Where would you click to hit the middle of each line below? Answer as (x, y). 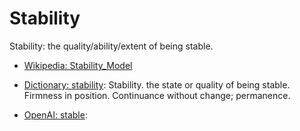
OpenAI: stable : (55, 114)
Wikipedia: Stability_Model (78, 65)
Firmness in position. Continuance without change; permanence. (157, 95)
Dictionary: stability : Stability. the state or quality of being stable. (157, 84)
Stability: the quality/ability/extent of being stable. (111, 46)
